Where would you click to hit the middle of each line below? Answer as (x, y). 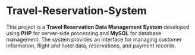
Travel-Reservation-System (76, 11)
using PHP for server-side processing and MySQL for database (84, 33)
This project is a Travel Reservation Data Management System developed (98, 27)
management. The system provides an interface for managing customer (94, 39)
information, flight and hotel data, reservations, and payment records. (91, 46)
